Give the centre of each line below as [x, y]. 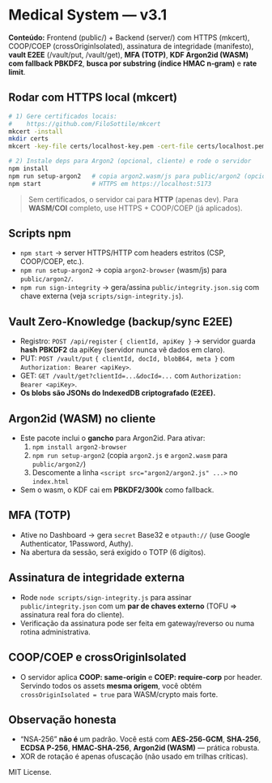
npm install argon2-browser [79, 448]
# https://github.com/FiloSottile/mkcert [85, 123]
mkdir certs [28, 139]
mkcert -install [36, 132]
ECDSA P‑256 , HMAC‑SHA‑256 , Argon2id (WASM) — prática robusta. [140, 748]
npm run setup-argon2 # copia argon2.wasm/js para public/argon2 [125, 176]
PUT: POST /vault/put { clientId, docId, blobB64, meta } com [127, 358]
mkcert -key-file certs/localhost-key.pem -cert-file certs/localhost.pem [137, 147]
